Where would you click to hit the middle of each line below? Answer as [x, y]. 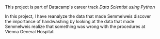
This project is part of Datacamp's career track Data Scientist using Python [80, 7]
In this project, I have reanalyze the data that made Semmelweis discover [78, 16]
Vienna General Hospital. [30, 32]
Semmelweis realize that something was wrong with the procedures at [75, 26]
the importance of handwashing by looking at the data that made [70, 21]
